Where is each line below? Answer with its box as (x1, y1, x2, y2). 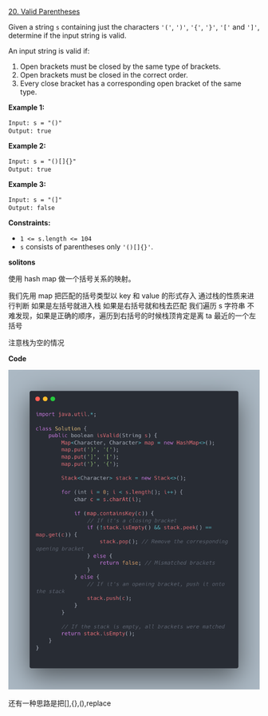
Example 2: (8, 141, 46, 150)
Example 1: (8, 103, 45, 112)
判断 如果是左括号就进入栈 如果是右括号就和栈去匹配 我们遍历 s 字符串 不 (14, 301, 255, 310)
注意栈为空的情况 (8, 338, 65, 347)
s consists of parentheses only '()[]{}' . (19, 242, 154, 251)
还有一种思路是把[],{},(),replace (8, 698, 112, 708)
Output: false (8, 204, 56, 212)
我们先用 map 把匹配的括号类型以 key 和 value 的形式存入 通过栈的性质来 (8, 291, 247, 300)
